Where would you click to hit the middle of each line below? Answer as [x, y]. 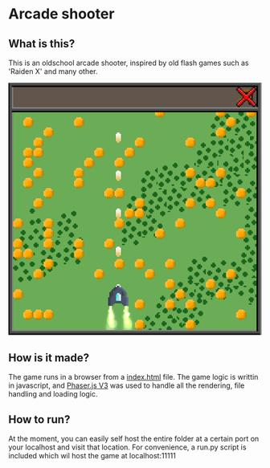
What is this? [42, 44]
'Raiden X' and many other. [53, 71]
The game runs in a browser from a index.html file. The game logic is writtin [133, 377]
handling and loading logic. [53, 394]
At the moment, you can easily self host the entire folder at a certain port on [134, 438]
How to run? [39, 419]
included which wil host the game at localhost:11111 [92, 455]
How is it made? [49, 358]
